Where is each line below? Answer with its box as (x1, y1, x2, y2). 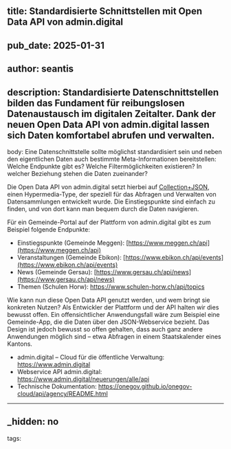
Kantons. (7, 340, 33, 348)
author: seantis (7, 63, 74, 75)
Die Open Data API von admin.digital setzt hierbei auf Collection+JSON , (7, 182, 210, 191)
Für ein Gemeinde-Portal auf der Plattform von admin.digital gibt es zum (7, 218, 211, 226)
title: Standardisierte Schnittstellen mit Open (7, 6, 203, 17)
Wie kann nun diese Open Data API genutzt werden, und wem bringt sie (7, 296, 210, 304)
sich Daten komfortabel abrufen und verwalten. (7, 129, 215, 141)
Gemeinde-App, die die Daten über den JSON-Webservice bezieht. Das (7, 318, 210, 326)
